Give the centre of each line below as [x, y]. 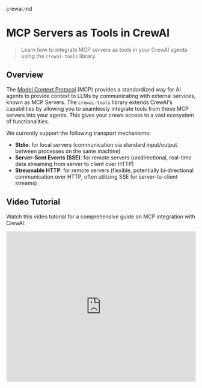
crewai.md [19, 9]
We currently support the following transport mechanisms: [78, 133]
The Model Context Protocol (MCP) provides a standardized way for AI [94, 89]
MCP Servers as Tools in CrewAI [88, 33]
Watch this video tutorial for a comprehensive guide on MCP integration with [101, 217]
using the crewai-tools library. [59, 56]
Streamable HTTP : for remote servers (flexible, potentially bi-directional [104, 170]
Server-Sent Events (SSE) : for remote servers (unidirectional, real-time [103, 157]
